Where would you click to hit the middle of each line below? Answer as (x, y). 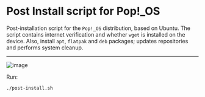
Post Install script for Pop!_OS (83, 11)
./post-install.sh (30, 88)
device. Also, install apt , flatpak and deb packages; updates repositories (97, 41)
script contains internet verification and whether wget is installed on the (96, 34)
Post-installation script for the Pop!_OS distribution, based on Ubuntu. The (99, 28)
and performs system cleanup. (45, 48)
